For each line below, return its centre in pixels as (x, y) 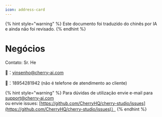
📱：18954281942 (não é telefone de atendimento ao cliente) (66, 83)
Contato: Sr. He (21, 62)
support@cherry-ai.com (30, 98)
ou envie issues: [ (23, 103)
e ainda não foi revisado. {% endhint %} (46, 29)
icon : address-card (25, 10)
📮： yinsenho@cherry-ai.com (34, 72)
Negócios (25, 48)
